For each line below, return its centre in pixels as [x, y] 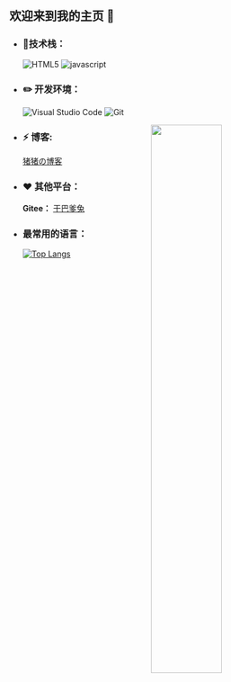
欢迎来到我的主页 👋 [62, 16]
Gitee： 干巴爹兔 [53, 208]
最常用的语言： [55, 234]
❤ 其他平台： [51, 187]
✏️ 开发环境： [51, 89]
